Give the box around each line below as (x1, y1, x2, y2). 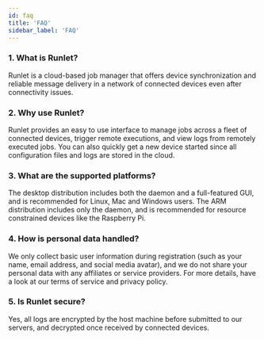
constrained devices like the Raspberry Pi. (8, 213, 147, 223)
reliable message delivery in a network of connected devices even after (8, 78, 242, 88)
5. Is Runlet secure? (8, 296, 86, 308)
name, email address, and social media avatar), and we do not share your (8, 259, 248, 269)
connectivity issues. (8, 87, 74, 97)
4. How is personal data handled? (8, 233, 140, 244)
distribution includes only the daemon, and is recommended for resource (8, 205, 247, 215)
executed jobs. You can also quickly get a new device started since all (8, 142, 237, 151)
